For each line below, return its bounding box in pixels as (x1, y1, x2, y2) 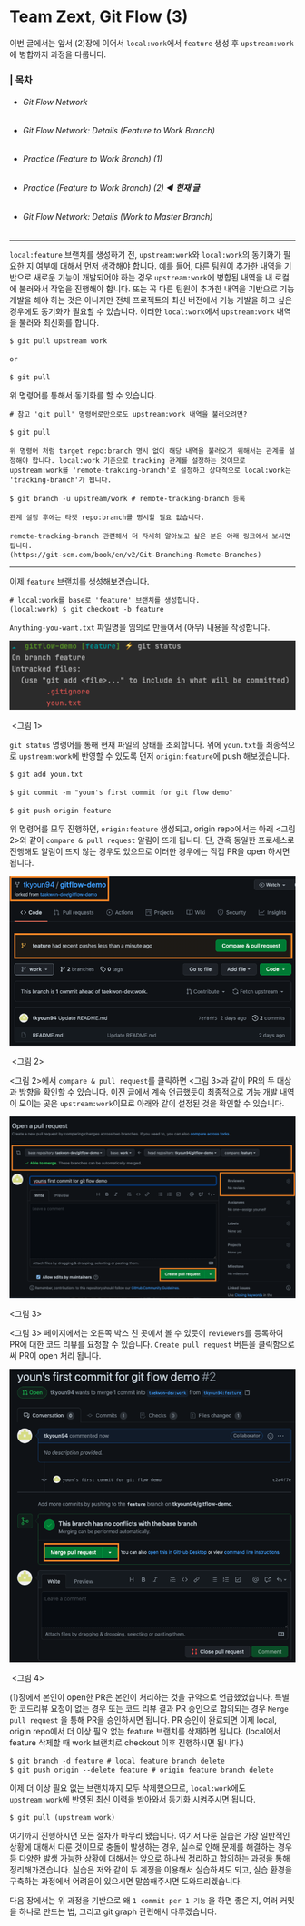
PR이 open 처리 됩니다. (18, 1350, 102, 1361)
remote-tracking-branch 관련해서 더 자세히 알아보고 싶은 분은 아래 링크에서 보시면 (9, 531, 291, 541)
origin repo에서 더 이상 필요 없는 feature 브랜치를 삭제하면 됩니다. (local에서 (9, 1725, 281, 1736)
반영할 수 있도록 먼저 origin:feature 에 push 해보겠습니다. (81, 751, 290, 762)
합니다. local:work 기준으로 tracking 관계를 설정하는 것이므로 (31, 456, 246, 465)
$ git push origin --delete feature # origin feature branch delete (9, 1765, 274, 1774)
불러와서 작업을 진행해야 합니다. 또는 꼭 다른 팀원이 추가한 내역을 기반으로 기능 (18, 283, 295, 294)
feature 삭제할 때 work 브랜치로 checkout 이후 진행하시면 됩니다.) (9, 1736, 245, 1748)
